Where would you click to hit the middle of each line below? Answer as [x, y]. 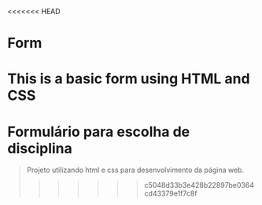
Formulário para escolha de [99, 132]
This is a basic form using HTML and [129, 79]
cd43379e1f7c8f [171, 194]
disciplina [40, 148]
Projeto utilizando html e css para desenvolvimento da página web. [135, 170]
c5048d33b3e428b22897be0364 [199, 185]
